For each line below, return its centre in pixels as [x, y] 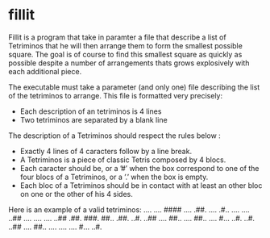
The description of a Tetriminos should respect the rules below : [115, 136]
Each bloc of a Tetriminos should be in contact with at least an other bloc [141, 185]
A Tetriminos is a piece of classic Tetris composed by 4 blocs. [123, 160]
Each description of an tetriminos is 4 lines [91, 111]
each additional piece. [45, 71]
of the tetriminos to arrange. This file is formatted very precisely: [116, 95]
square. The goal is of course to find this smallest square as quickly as [125, 54]
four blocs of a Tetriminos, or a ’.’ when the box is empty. [114, 177]
